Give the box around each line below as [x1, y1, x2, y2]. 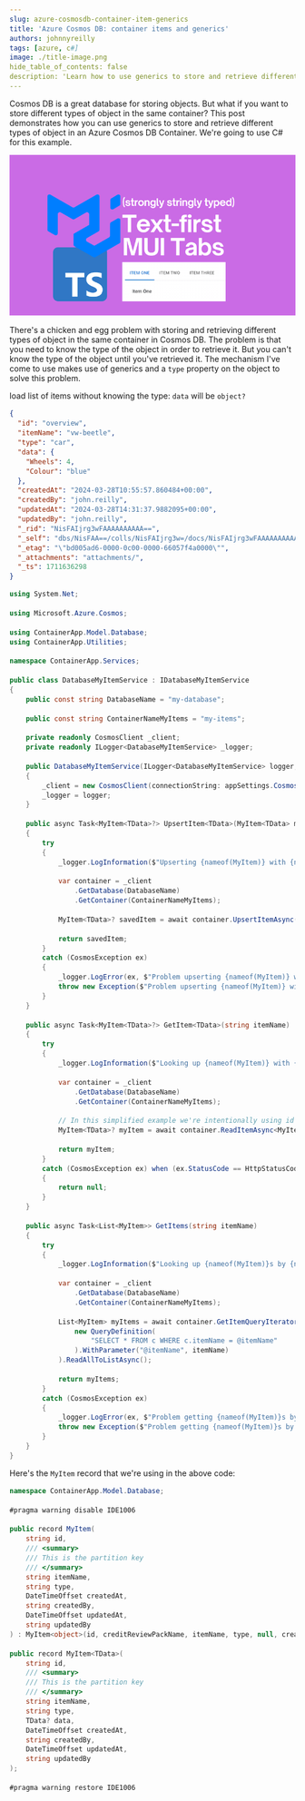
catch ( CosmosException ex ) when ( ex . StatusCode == [42, 1164, 242, 1173]
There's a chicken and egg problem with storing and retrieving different [9, 325, 277, 336]
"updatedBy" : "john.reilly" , [17, 515, 128, 524]
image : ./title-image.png [9, 53, 107, 63]
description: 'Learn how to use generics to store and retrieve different [9, 73, 299, 82]
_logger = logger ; [42, 791, 112, 800]
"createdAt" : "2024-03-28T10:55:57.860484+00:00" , [17, 486, 213, 495]
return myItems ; [57, 1374, 120, 1383]
